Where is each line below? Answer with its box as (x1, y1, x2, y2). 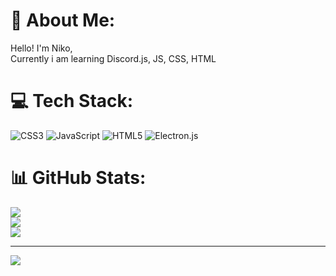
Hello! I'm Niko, (10, 42, 73, 54)
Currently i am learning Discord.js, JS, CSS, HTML (10, 52, 217, 64)
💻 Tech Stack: (10, 90, 134, 113)
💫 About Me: (10, 9, 116, 32)
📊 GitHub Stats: (10, 167, 147, 189)
